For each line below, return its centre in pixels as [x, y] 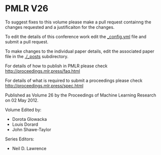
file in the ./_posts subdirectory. [37, 56]
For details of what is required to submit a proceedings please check [74, 80]
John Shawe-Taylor [32, 129]
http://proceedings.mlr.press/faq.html [43, 71]
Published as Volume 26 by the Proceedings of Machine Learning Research [81, 95]
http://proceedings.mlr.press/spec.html [44, 85]
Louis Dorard [25, 124]
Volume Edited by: [23, 110]
